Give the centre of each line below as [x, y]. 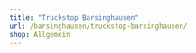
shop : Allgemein [40, 34]
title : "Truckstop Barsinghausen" [75, 18]
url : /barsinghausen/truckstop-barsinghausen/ [98, 26]
